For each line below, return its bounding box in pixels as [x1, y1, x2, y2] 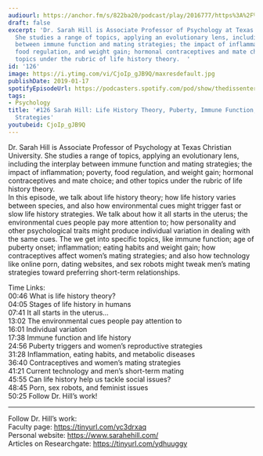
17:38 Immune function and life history [8, 333, 131, 342]
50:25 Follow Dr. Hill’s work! [8, 391, 98, 400]
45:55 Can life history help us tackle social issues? [8, 374, 171, 384]
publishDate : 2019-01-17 [8, 77, 89, 85]
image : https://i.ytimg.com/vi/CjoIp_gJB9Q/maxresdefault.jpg [8, 70, 215, 78]
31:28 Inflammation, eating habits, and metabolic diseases [8, 349, 196, 359]
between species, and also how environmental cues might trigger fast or [8, 201, 242, 210]
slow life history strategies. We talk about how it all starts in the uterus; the [8, 209, 248, 218]
